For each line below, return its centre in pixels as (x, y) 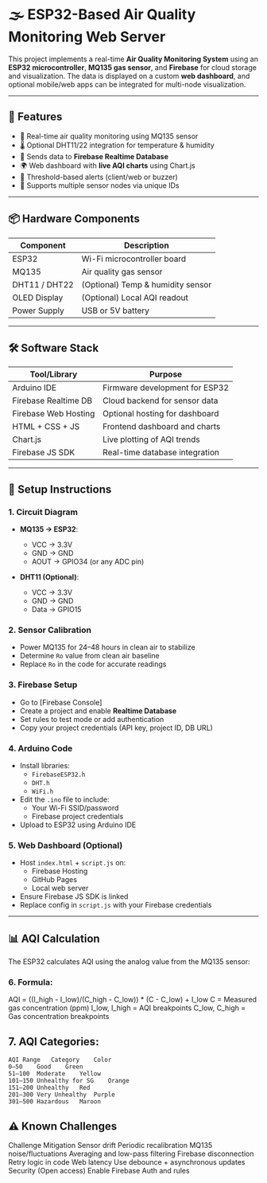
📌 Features (35, 117)
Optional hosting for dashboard (161, 414)
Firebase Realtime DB (52, 400)
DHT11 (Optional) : (49, 577)
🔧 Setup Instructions (60, 489)
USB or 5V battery (115, 310)
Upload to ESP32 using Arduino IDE (78, 825)
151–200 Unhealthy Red (49, 1088)
